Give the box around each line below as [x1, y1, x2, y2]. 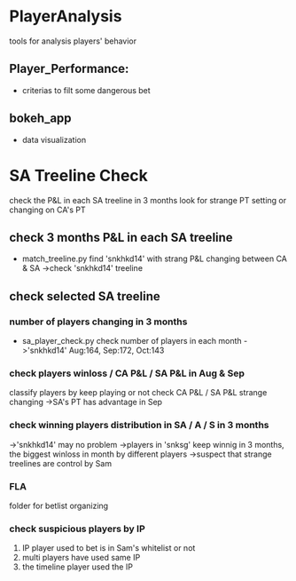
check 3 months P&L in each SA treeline [9, 229, 233, 245]
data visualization [21, 134, 87, 145]
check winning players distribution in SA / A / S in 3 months [9, 419, 269, 432]
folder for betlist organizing [9, 500, 109, 511]
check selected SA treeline [9, 289, 161, 304]
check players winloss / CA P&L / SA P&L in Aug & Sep [9, 367, 245, 379]
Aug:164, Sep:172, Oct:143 [68, 345, 165, 355]
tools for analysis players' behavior [9, 36, 137, 46]
